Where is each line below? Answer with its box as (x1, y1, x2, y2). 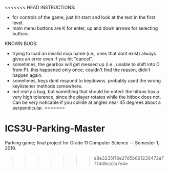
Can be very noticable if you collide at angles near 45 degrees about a (12, 99, 161, 105)
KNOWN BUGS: (5, 40, 38, 47)
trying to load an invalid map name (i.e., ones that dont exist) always (12, 51, 156, 56)
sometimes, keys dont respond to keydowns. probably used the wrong (12, 78, 161, 83)
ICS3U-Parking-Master (5, 123, 105, 135)
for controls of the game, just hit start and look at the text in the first (12, 14, 156, 20)
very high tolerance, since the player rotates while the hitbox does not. (12, 94, 161, 100)
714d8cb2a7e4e (94, 160, 129, 166)
